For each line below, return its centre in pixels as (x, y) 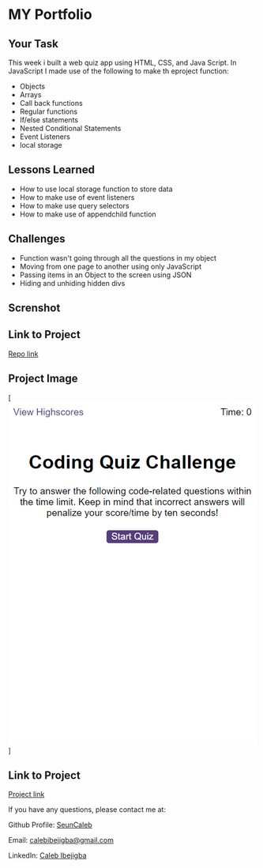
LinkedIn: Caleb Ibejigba (47, 855)
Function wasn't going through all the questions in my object (118, 257)
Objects (32, 86)
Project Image (43, 379)
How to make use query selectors (74, 205)
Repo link (23, 354)
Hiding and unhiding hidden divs (72, 283)
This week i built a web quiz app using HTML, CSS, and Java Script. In (122, 62)
